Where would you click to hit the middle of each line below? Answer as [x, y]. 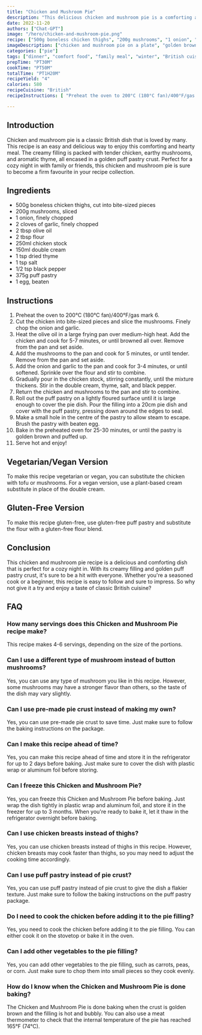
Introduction [31, 125]
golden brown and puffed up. [51, 437]
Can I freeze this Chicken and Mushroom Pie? [74, 785]
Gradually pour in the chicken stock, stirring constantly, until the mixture [105, 379]
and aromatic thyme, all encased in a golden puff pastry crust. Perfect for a [100, 159]
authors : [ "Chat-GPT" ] [35, 29]
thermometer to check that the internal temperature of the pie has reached [99, 1019]
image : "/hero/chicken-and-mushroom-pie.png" [64, 34]
